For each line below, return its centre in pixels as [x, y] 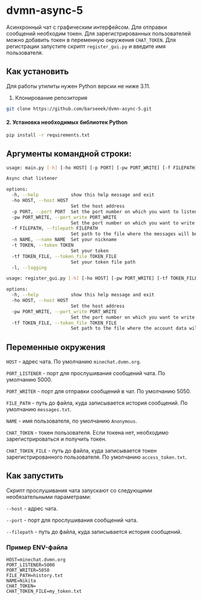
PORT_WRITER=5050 [28, 571]
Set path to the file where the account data [129, 328]
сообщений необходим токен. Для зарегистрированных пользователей [99, 33]
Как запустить [35, 476]
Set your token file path [103, 262]
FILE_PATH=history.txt [35, 576]
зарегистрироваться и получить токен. [57, 439]
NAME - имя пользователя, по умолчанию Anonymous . [72, 421]
